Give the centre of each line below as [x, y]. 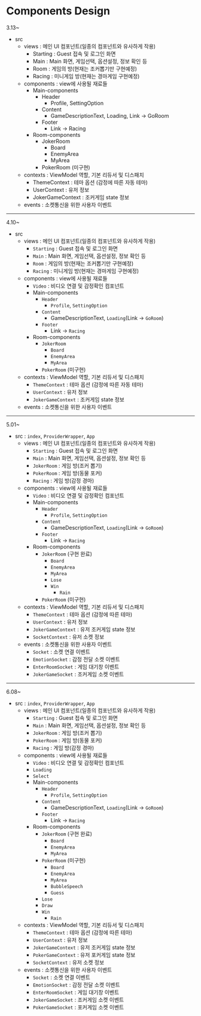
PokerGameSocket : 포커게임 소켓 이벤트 [78, 1007]
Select [41, 776]
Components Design [58, 11]
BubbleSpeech [67, 886]
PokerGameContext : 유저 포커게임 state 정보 [84, 954]
